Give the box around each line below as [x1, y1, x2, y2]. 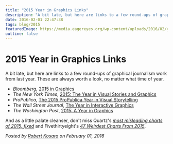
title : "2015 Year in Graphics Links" [5, 7, 89, 13]
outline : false [5, 31, 38, 36]
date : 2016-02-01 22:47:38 [5, 17, 63, 22]
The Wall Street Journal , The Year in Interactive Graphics [12, 102, 134, 108]
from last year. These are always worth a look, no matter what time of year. [5, 75, 164, 82]
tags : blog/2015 [5, 22, 40, 27]
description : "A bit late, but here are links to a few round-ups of [5, 12, 158, 17]
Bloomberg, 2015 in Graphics [12, 86, 75, 92]
